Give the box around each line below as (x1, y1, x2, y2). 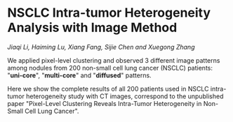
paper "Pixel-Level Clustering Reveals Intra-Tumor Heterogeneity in (7, 99, 202, 107)
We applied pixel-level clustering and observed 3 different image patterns (7, 56, 220, 64)
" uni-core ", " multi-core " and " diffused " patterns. (7, 71, 152, 79)
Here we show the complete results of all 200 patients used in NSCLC (7, 84, 209, 93)
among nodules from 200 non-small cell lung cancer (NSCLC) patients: (7, 63, 213, 72)
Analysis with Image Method (7, 20, 178, 36)
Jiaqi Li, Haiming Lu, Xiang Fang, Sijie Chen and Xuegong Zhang (7, 43, 195, 51)
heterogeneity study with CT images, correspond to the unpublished (25, 92, 224, 100)
